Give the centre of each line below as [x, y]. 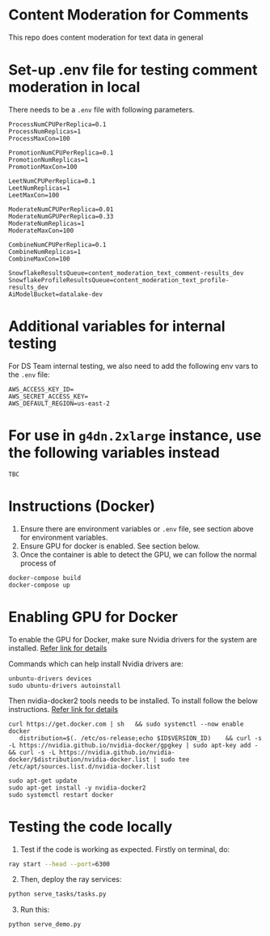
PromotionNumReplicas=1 [49, 159]
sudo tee [175, 759]
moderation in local [74, 87]
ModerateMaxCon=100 [41, 231]
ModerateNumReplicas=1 [46, 223]
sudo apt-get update [43, 781]
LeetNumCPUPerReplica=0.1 [52, 181]
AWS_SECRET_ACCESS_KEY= [49, 396]
